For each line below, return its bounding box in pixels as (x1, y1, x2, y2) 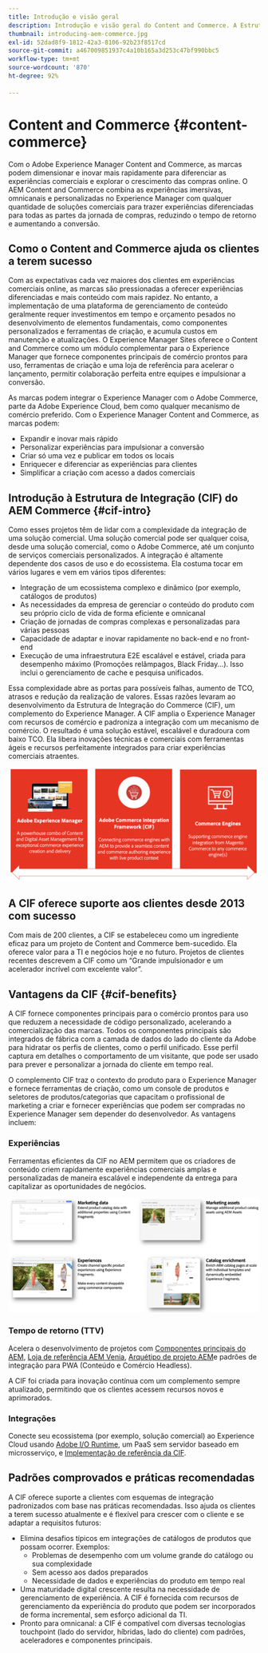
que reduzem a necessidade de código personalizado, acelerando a (8, 1017, 232, 1027)
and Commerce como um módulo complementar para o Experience (8, 344, 230, 353)
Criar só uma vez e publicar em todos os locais (19, 451, 175, 461)
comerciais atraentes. (8, 752, 80, 761)
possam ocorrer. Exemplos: (19, 1542, 110, 1551)
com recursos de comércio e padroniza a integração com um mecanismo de (8, 717, 259, 727)
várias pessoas (19, 625, 70, 635)
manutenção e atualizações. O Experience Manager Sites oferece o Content (8, 335, 258, 345)
